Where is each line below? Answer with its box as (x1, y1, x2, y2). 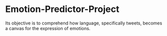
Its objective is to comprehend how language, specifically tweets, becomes (5, 20, 162, 26)
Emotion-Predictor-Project (5, 3, 120, 15)
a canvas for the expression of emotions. (5, 25, 91, 31)
